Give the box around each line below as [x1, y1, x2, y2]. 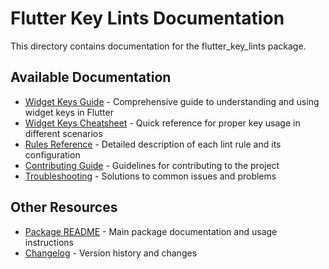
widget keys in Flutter [24, 106, 114, 118]
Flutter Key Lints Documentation [10, 7, 285, 30]
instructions [24, 236, 75, 248]
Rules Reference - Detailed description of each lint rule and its [24, 138, 282, 150]
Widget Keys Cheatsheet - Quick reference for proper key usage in [24, 117, 301, 129]
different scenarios [24, 127, 103, 139]
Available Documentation [10, 69, 172, 86]
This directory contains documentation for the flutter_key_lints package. [10, 40, 307, 52]
